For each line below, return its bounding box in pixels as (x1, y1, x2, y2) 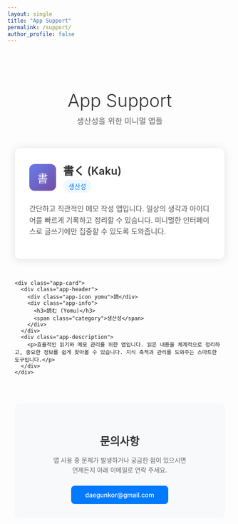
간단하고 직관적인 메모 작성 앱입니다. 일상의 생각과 (29, 204, 188, 214)
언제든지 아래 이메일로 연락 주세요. (72, 465, 167, 475)
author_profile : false (7, 30, 75, 38)
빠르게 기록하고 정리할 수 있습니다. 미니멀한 (43, 215, 182, 225)
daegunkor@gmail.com (85, 490, 155, 500)
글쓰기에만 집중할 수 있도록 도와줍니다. (43, 226, 166, 236)
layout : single (7, 10, 53, 18)
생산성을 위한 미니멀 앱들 (76, 116, 163, 126)
